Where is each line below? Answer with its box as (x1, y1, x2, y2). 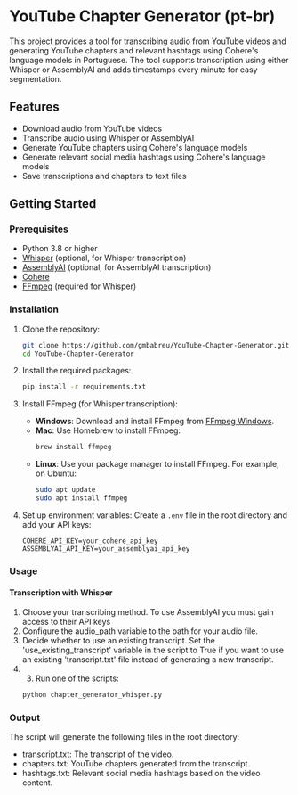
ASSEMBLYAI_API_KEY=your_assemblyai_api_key (21, 544, 190, 553)
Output (9, 711, 41, 724)
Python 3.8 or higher (21, 243, 98, 254)
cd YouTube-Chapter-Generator (21, 349, 135, 358)
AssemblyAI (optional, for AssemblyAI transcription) (21, 262, 212, 273)
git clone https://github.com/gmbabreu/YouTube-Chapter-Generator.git (21, 340, 290, 349)
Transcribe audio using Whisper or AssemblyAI (21, 132, 195, 143)
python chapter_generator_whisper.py (21, 691, 163, 700)
